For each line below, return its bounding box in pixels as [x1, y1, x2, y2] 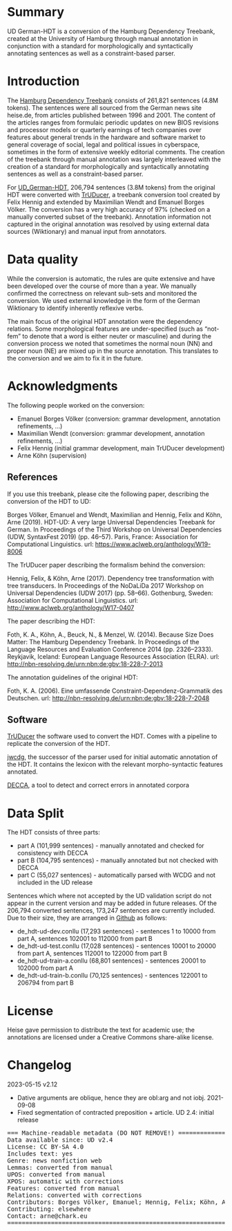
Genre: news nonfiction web [7, 1157, 102, 1165]
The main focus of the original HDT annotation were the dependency [7, 317, 202, 325]
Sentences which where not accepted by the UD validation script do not [7, 892, 212, 900]
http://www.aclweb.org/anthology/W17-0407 [7, 603, 135, 612]
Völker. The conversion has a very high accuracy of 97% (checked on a [7, 205, 211, 213]
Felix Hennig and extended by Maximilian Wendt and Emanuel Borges [7, 198, 205, 206]
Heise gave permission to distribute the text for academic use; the [7, 1025, 195, 1034]
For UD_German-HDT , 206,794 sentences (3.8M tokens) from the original [7, 183, 215, 191]
